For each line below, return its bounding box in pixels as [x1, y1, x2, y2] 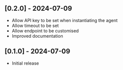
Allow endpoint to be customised [11, 27, 79, 34]
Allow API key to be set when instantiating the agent [11, 17, 118, 23]
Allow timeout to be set [11, 23, 59, 28]
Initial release [11, 60, 39, 66]
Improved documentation [11, 33, 63, 39]
